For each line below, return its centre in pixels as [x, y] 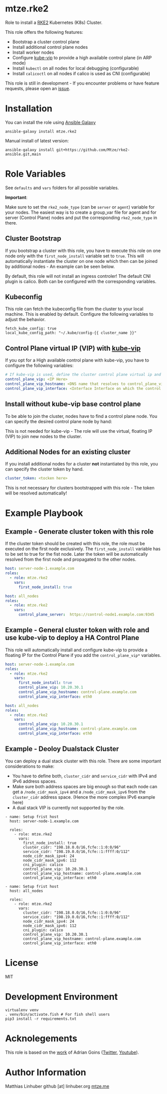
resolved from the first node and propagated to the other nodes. [71, 559]
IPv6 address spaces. [35, 781]
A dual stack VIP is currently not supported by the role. [69, 808]
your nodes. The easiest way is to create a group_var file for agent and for [81, 212]
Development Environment [61, 997]
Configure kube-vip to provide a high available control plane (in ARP [82, 57]
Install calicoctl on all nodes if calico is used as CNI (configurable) [81, 73]
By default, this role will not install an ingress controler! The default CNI [78, 276]
